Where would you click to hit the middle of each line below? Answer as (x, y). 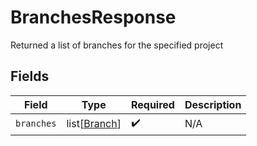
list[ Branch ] (94, 124)
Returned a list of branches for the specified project (117, 45)
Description (213, 104)
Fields (30, 76)
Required (152, 104)
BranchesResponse (93, 17)
